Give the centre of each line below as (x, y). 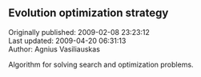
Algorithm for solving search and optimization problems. (101, 64)
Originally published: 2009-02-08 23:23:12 (79, 32)
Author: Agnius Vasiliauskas (54, 49)
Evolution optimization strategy (88, 13)
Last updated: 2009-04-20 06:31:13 (67, 40)
